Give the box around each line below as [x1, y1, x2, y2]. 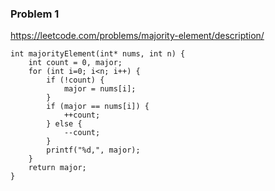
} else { [46, 119, 83, 129]
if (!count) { [46, 75, 105, 86]
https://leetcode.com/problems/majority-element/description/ [10, 30, 265, 42]
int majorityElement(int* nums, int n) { [10, 49, 186, 59]
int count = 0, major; [28, 58, 123, 68]
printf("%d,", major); [46, 145, 141, 156]
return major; [28, 163, 87, 173]
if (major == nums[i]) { [46, 102, 150, 112]
